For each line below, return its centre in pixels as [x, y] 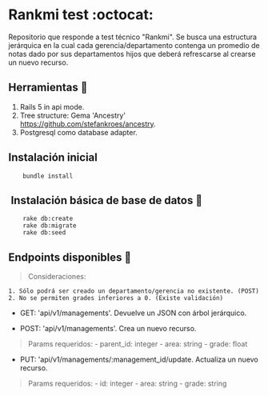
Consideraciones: [57, 277]
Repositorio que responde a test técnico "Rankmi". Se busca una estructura [133, 37]
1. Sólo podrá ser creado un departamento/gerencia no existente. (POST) [134, 291]
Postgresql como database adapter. [78, 132]
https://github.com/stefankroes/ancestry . [88, 124]
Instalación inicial [53, 158]
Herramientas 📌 [48, 88]
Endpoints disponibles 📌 [70, 257]
